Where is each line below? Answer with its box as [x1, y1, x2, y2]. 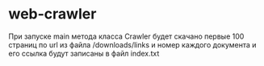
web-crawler [8, 5, 97, 23]
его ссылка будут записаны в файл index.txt [8, 48, 160, 58]
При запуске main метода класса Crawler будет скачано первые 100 [8, 31, 245, 41]
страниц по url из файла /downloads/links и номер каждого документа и [8, 39, 257, 49]
